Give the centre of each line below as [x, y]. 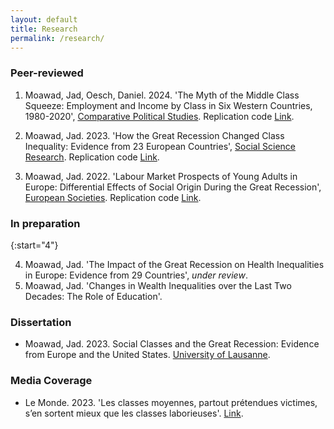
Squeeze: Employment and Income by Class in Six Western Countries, [168, 105]
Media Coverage [51, 381]
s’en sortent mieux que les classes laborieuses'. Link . [134, 413]
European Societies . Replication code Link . [113, 197]
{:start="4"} [34, 245]
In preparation [45, 223]
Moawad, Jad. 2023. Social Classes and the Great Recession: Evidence [172, 344]
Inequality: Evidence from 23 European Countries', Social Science [160, 146]
